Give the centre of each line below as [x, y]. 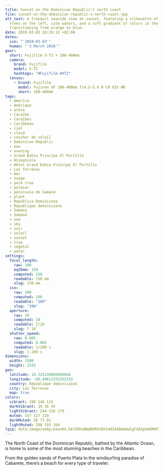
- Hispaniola [23, 160]
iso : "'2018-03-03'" [30, 42]
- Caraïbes [20, 119]
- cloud [17, 133]
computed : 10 [27, 320]
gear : [10, 51]
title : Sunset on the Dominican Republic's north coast [63, 10]
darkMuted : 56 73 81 [30, 420]
